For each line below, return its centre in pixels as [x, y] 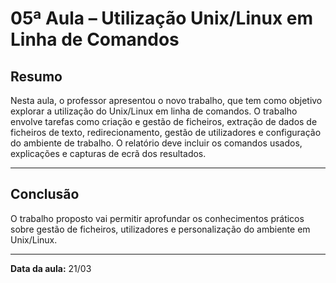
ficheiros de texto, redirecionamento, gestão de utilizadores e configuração [166, 132]
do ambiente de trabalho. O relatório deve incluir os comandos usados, [156, 143]
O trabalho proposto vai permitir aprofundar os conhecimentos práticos [157, 218]
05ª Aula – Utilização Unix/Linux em [161, 18]
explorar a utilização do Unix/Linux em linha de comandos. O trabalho [154, 111]
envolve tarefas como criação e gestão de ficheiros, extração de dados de [164, 121]
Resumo [36, 76]
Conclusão [45, 194]
